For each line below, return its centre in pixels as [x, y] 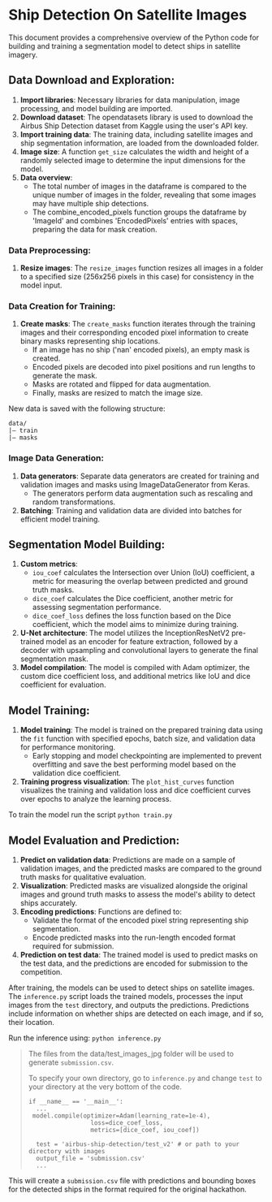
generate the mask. [65, 376]
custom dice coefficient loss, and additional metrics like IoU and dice [135, 677]
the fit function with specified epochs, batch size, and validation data [138, 739]
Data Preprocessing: [50, 250]
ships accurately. [49, 903]
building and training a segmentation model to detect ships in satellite [125, 45]
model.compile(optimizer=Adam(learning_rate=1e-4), [121, 1116]
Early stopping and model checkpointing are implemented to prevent [147, 756]
